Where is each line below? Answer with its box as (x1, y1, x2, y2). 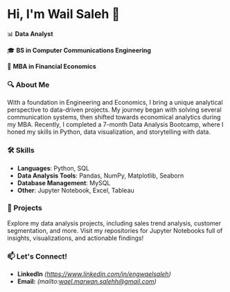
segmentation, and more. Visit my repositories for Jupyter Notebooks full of (7, 226, 223, 234)
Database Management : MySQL (17, 178, 111, 187)
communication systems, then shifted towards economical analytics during (7, 113, 221, 121)
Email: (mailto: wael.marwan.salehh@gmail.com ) (17, 277, 157, 286)
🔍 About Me (7, 80, 50, 89)
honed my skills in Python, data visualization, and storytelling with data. (7, 128, 211, 136)
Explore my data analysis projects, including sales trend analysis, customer (7, 218, 222, 227)
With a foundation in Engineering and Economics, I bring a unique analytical (7, 98, 223, 107)
